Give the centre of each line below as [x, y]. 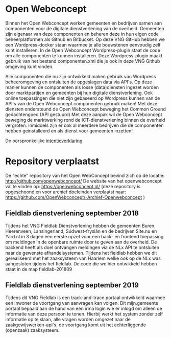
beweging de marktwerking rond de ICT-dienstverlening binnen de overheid [85, 120]
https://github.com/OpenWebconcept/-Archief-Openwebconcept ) [75, 197]
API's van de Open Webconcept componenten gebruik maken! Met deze [81, 103]
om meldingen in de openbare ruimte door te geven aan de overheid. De [81, 242]
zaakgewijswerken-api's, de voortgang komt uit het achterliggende [76, 325]
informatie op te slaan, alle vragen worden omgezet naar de [68, 319]
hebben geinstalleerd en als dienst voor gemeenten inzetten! [69, 130]
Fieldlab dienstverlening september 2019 [72, 285]
